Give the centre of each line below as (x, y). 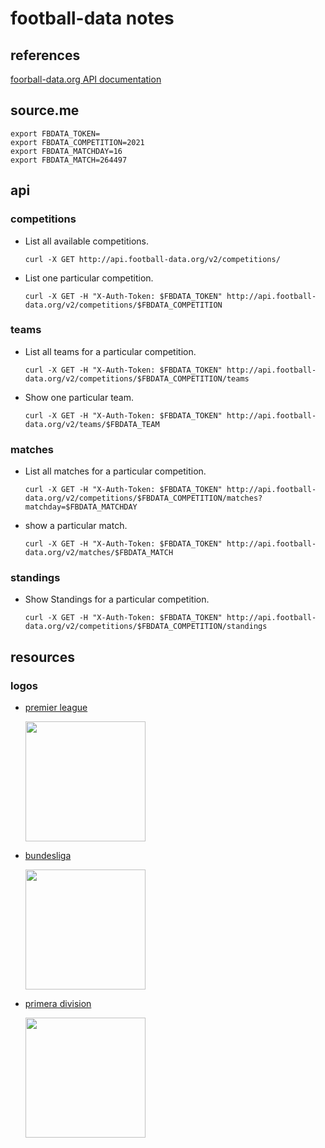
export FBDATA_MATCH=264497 (69, 160)
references (45, 55)
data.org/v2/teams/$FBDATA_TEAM (92, 424)
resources (42, 657)
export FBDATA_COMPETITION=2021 (77, 142)
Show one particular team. (79, 397)
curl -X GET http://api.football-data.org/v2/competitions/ (152, 259)
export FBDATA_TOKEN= (55, 133)
